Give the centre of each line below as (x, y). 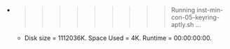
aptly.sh (182, 24)
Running (183, 10)
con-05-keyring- (195, 17)
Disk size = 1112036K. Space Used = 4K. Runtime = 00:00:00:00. (118, 38)
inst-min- (210, 10)
